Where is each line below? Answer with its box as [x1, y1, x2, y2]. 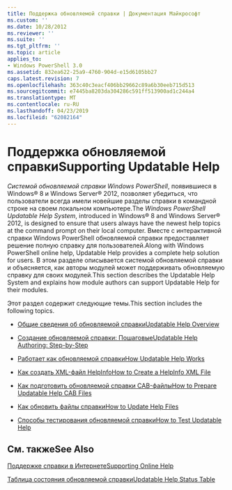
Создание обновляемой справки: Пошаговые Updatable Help [17, 333, 198, 342]
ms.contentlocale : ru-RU [7, 101, 79, 108]
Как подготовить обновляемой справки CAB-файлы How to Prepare [17, 381, 217, 390]
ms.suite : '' [7, 36, 45, 43]
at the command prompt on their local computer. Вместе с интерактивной [7, 226, 222, 234]
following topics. [7, 306, 54, 314]
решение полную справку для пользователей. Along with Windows [7, 241, 204, 250]
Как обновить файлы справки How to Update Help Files [17, 402, 179, 411]
